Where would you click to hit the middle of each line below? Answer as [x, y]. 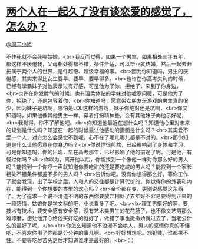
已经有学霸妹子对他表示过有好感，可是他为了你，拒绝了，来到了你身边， [94, 86]
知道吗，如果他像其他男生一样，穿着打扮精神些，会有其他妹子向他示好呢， [96, 115]
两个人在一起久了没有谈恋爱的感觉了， [99, 12]
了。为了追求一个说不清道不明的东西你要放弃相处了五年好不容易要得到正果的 [99, 196]
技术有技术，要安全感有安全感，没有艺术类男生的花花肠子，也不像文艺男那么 [99, 211]
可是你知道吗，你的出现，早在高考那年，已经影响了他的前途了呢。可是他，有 [99, 152]
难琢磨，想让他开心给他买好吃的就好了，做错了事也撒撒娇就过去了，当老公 [96, 218]
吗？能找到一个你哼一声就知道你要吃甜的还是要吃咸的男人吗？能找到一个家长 [99, 166]
